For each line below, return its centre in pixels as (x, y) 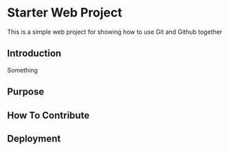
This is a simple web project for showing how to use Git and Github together (115, 32)
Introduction (34, 53)
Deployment (34, 138)
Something (22, 70)
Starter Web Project (65, 13)
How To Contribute (48, 115)
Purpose (26, 92)
